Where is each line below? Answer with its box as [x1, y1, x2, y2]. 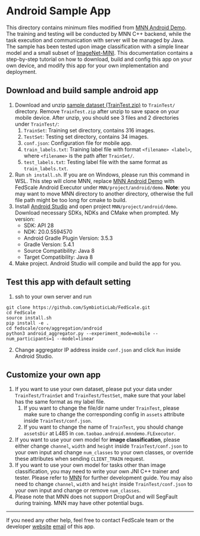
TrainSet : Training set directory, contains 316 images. [23, 126, 155, 134]
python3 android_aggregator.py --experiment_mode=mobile [6, 330, 151, 336]
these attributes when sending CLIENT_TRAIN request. [14, 455, 145, 463]
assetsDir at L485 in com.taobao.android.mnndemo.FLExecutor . [23, 430, 176, 437]
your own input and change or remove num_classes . [14, 487, 141, 494]
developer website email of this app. [6, 523, 95, 530]
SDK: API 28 [23, 222, 54, 229]
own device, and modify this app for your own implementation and [6, 61, 169, 69]
